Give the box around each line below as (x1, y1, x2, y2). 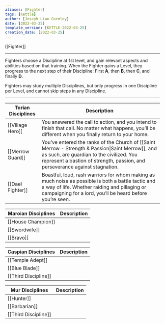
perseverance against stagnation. (41, 163, 119, 170)
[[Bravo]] (7, 234, 29, 241)
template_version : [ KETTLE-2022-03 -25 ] (5, 26, 87, 30)
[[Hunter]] (7, 295, 31, 302)
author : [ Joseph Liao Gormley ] (5, 16, 69, 21)
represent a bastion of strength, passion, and (41, 158, 145, 164)
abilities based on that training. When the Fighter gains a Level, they (5, 63, 142, 69)
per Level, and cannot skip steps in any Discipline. (5, 88, 107, 94)
